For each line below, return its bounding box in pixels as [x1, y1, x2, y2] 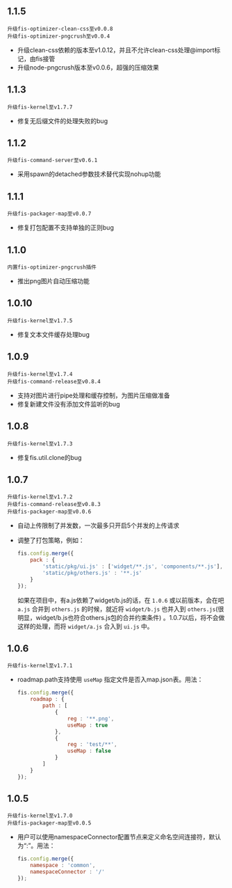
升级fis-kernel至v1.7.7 [7, 104, 73, 111]
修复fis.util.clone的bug [17, 453, 82, 461]
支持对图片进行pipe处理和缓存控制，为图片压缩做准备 [17, 391, 170, 399]
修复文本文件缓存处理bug [17, 330, 90, 338]
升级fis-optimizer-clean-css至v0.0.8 [7, 25, 113, 32]
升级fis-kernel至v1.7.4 [7, 370, 73, 378]
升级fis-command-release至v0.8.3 [7, 501, 101, 508]
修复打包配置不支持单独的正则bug [17, 223, 115, 232]
